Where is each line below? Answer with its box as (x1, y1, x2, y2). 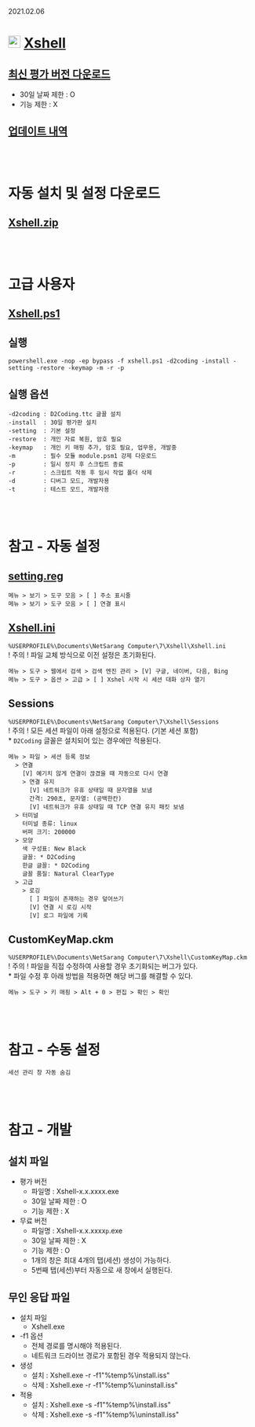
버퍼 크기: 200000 (22, 828, 76, 836)
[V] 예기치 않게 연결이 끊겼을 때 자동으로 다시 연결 (22, 769, 169, 777)
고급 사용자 (8, 275, 75, 293)
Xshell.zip (8, 216, 59, 230)
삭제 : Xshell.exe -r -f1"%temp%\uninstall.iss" (31, 1381, 178, 1390)
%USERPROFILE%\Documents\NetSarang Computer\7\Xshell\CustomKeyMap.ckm (8, 953, 247, 962)
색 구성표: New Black (22, 845, 86, 853)
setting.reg (8, 570, 64, 583)
